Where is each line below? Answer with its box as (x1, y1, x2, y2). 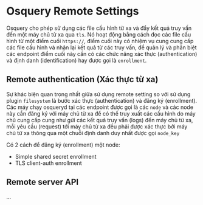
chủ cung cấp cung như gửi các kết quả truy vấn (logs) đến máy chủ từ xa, (6, 116, 193, 123)
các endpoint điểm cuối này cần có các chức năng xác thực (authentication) (6, 50, 198, 57)
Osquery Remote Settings (6, 4, 139, 18)
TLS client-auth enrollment (15, 159, 82, 167)
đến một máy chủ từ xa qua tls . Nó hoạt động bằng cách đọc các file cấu (6, 30, 191, 38)
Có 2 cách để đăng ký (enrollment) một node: (6, 141, 120, 148)
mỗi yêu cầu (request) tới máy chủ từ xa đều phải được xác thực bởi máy (6, 123, 188, 130)
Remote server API (6, 177, 79, 187)
